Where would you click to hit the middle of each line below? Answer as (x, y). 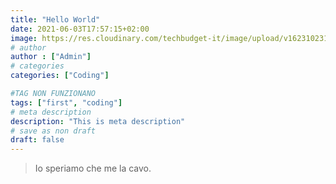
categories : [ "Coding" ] (60, 76)
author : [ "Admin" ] (51, 57)
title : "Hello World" (55, 19)
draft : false (37, 140)
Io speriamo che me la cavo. (93, 168)
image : (24, 38)
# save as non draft (53, 131)
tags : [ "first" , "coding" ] (66, 102)
